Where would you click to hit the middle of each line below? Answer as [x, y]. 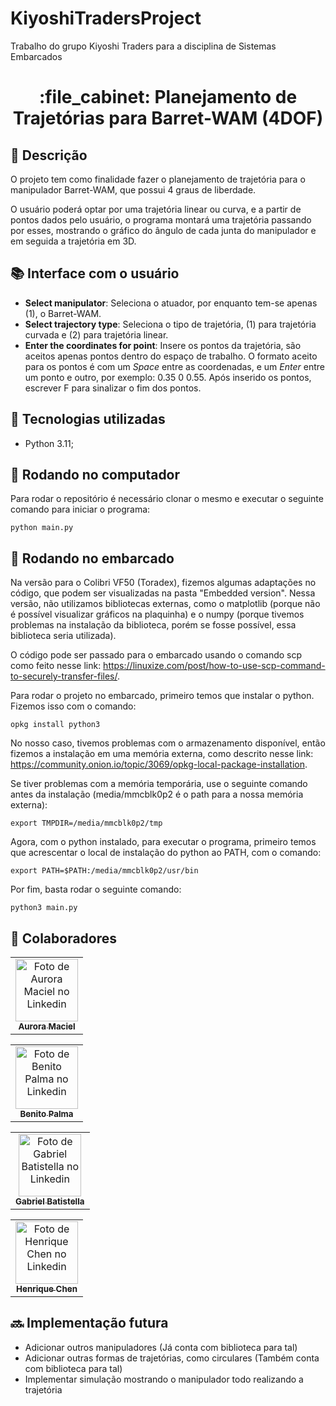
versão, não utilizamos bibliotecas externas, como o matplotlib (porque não [165, 604]
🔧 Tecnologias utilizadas [88, 419]
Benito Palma [46, 1113]
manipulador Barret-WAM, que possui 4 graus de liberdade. [133, 189]
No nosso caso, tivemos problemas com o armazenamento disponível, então [168, 743]
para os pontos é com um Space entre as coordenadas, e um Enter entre [174, 366]
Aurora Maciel [47, 1026]
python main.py [42, 528]
